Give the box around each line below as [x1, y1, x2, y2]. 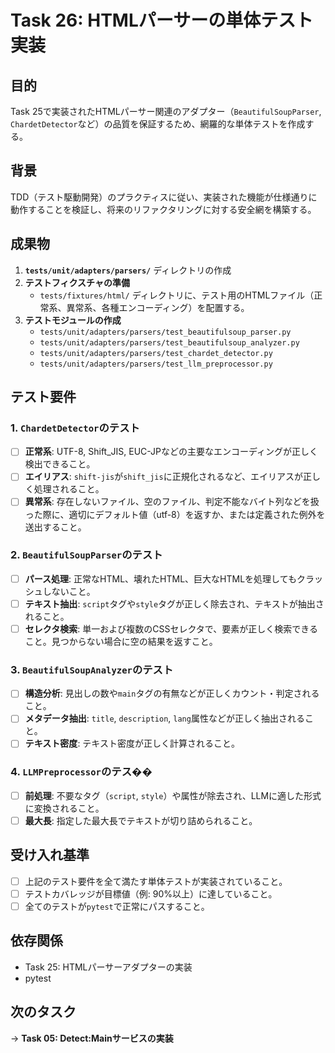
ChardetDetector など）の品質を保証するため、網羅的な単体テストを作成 [10, 118, 306, 130]
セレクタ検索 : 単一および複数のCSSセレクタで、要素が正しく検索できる [24, 622, 318, 635]
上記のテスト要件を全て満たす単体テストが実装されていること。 [24, 875, 288, 887]
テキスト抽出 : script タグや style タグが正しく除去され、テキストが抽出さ [24, 597, 325, 610]
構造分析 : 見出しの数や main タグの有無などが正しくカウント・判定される [24, 687, 320, 700]
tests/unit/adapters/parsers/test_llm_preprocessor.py [39, 359, 273, 369]
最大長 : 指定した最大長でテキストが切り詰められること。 [24, 814, 258, 826]
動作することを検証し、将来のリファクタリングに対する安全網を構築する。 [10, 203, 317, 215]
